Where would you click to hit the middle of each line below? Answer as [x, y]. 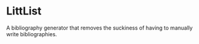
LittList [24, 11]
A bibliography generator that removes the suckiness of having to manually [99, 28]
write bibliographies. [32, 34]
